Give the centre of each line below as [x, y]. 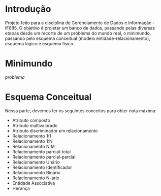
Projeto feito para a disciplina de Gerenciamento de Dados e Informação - [80, 23]
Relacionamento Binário [36, 172]
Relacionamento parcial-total [41, 152]
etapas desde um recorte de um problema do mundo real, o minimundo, [78, 33]
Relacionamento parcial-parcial [44, 157]
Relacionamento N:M [33, 146]
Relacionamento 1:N [32, 141]
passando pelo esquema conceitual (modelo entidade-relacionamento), [78, 38]
